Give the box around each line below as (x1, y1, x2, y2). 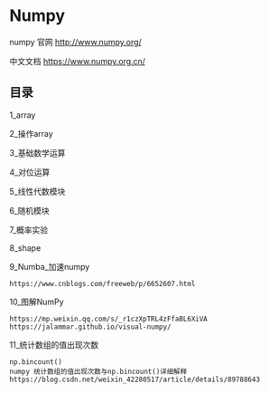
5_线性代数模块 (9, 186, 66, 196)
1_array (9, 110, 36, 120)
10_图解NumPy (9, 296, 65, 307)
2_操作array (9, 128, 54, 139)
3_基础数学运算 (9, 147, 66, 158)
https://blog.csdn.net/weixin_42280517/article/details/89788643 (9, 375, 260, 384)
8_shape (9, 242, 42, 254)
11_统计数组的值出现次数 (9, 339, 99, 350)
